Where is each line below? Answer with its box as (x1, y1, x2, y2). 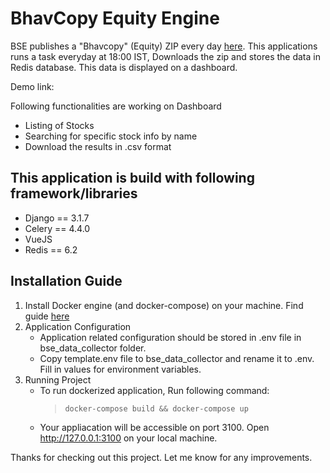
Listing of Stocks (24, 119, 95, 131)
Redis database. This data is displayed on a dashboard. (10, 61, 238, 73)
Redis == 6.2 (24, 243, 78, 256)
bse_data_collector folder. (39, 342, 147, 354)
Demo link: (10, 80, 55, 92)
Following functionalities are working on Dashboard (10, 100, 222, 112)
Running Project (24, 373, 92, 386)
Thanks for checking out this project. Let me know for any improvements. (10, 451, 313, 463)
